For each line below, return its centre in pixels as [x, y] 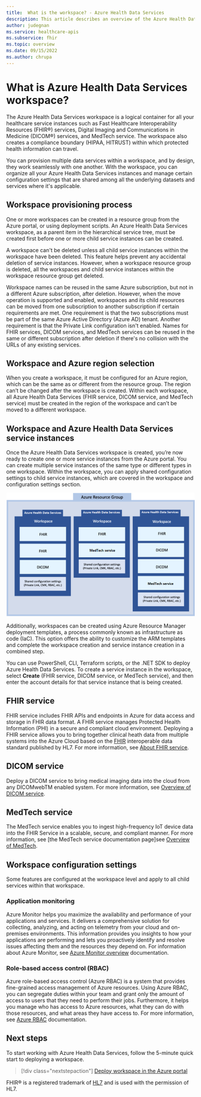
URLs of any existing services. [43, 345]
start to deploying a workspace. [45, 1059]
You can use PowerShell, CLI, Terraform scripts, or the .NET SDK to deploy [98, 663]
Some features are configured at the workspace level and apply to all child [98, 879]
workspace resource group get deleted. [55, 276]
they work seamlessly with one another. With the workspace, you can [92, 167]
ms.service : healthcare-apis [42, 32]
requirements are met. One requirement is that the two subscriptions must [97, 313]
